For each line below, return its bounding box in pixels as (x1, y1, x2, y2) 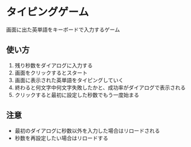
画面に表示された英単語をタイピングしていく (14, 76, 124, 83)
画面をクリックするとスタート (14, 69, 88, 76)
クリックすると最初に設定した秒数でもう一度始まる (14, 91, 140, 98)
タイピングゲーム (6, 5, 89, 19)
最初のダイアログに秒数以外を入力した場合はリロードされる (14, 127, 160, 134)
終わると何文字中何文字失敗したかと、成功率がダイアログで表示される (14, 84, 186, 91)
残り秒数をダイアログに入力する (14, 61, 93, 68)
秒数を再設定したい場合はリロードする (14, 134, 108, 142)
